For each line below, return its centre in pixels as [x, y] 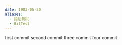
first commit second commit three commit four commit [61, 38]
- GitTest [20, 24]
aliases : [14, 14]
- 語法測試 [19, 19]
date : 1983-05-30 [23, 10]
